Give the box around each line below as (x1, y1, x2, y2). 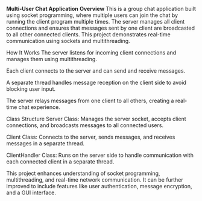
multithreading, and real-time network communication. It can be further (6, 176, 183, 183)
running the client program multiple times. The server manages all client (6, 18, 185, 25)
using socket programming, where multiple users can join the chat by (6, 12, 178, 19)
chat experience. (18, 104, 60, 111)
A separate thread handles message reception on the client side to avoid (6, 79, 187, 86)
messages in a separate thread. (6, 140, 84, 147)
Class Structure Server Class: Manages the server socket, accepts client (6, 115, 186, 122)
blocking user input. (6, 85, 56, 93)
